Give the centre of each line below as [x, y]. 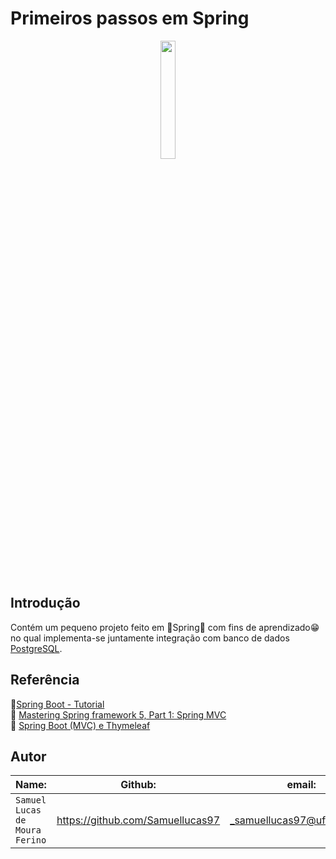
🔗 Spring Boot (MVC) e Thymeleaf [80, 725]
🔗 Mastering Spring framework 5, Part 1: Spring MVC [118, 714]
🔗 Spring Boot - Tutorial [57, 704]
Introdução [45, 603]
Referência [45, 680]
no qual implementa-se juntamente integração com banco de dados [150, 638]
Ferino [31, 840]
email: [301, 785]
